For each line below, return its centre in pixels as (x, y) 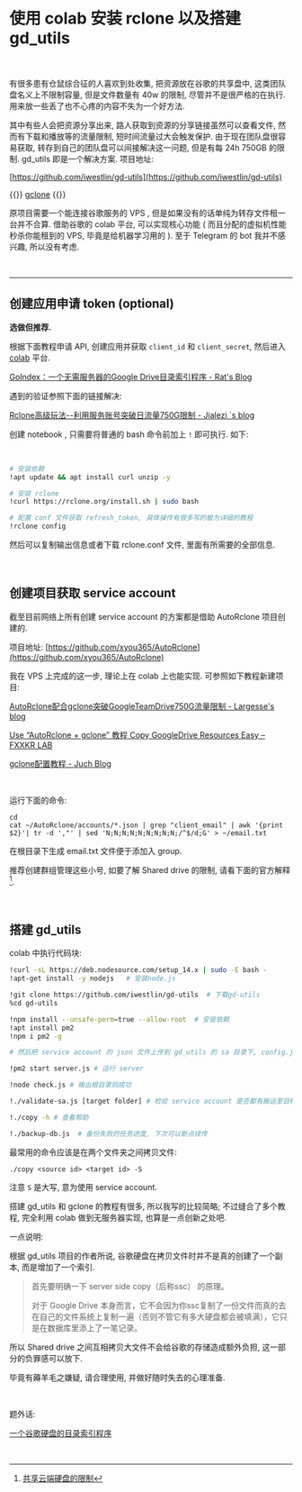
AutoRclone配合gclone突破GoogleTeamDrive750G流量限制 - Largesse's (142, 706)
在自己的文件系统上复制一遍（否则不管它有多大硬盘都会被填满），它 (155, 1316)
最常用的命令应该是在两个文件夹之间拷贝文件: (93, 1152)
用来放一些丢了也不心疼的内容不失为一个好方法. (98, 105)
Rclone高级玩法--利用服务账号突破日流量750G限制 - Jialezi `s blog (132, 414)
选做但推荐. (31, 327)
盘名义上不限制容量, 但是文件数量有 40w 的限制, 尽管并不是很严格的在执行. (147, 95)
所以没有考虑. (54, 246)
